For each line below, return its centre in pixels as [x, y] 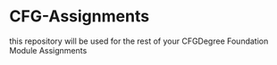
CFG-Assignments [80, 16]
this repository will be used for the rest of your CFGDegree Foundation [139, 41]
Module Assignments [48, 50]
